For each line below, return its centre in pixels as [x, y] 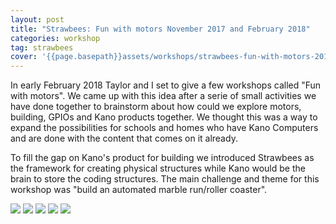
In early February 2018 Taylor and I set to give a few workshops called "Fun [166, 85]
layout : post [37, 19]
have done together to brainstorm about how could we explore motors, [156, 107]
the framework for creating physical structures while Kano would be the [158, 168]
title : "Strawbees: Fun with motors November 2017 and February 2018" [160, 29]
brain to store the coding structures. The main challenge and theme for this [165, 179]
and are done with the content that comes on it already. [124, 138]
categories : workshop [55, 38]
